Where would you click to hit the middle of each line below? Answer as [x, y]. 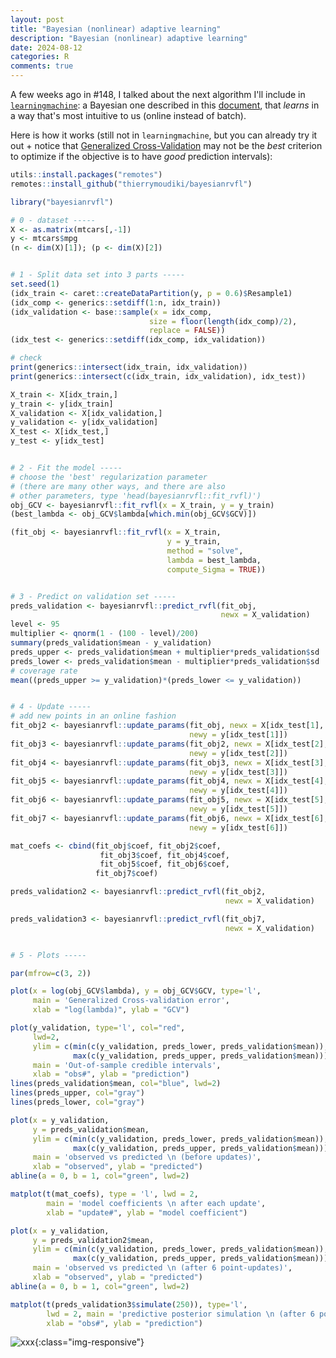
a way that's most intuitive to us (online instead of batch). [128, 115]
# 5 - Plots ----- [48, 955]
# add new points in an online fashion [93, 716]
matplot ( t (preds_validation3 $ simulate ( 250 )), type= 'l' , [129, 1304]
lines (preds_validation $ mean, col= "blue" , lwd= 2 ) [116, 1084]
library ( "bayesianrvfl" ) [62, 202]
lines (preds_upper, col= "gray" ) [77, 1093]
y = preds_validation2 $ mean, [93, 1240]
